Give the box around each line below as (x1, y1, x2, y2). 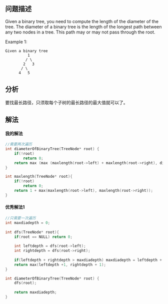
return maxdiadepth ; (14, 290, 57, 295)
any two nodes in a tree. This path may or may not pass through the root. (5, 29, 155, 35)
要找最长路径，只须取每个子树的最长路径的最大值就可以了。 (5, 99, 128, 105)
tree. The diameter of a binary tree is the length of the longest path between (5, 24, 162, 30)
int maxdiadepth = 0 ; (5, 220, 50, 225)
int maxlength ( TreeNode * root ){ (5, 174, 72, 179)
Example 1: (5, 39, 27, 45)
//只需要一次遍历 (5, 216, 36, 221)
